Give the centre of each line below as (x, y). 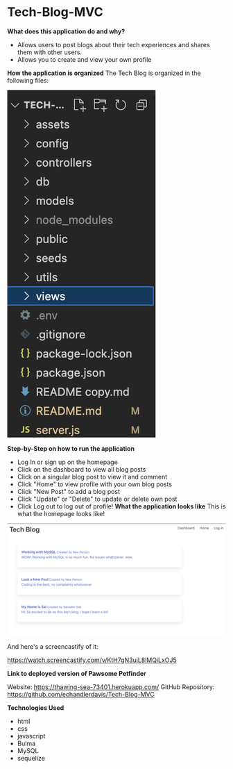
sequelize (31, 758)
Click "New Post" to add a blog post (68, 491)
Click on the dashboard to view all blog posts (81, 469)
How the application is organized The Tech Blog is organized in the (104, 73)
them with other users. (49, 52)
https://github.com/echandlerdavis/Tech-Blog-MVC (81, 694)
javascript (31, 736)
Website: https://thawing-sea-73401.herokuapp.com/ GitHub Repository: (111, 687)
